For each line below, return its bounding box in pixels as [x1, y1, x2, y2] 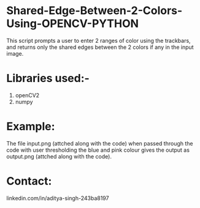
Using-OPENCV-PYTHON [6, 17, 139, 31]
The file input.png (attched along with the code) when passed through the [6, 139, 193, 147]
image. [6, 50, 24, 57]
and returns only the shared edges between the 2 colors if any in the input [6, 43, 194, 51]
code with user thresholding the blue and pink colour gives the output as [6, 146, 190, 154]
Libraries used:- [6, 72, 90, 86]
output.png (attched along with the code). [6, 152, 112, 160]
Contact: [6, 174, 52, 188]
